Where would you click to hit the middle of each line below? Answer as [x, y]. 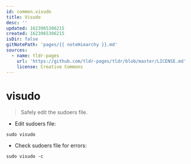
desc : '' [17, 22]
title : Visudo [24, 17]
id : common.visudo [29, 12]
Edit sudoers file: [35, 124]
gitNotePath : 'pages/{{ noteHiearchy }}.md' [62, 45]
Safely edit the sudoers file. [54, 112]
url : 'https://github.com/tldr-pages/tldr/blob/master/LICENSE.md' [101, 61]
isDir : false [22, 39]
